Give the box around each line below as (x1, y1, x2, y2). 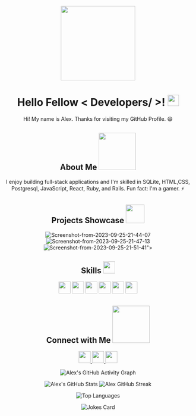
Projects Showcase (51, 215, 125, 226)
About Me (59, 162, 97, 173)
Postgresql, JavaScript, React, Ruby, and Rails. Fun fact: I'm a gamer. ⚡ (11, 184, 185, 192)
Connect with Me (46, 335, 111, 345)
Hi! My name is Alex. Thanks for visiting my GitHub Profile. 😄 (23, 115, 173, 122)
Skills (81, 265, 102, 276)
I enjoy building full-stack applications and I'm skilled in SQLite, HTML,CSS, (6, 178, 190, 185)
